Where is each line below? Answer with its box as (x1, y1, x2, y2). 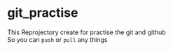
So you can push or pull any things (7, 35, 108, 43)
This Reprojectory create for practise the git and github (7, 28, 166, 36)
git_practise (7, 5, 78, 21)
